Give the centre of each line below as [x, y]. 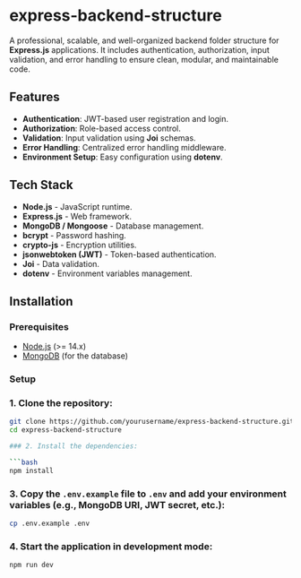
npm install [31, 470]
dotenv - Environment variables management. [107, 273]
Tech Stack [41, 185]
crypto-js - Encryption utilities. [79, 245]
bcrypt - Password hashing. [74, 235]
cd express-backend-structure [66, 430]
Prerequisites [39, 326]
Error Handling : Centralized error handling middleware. [124, 147]
